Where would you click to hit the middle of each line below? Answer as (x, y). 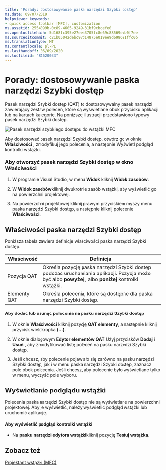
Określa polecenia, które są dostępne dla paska (98, 294)
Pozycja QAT (22, 276)
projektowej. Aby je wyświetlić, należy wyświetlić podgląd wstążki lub (76, 407)
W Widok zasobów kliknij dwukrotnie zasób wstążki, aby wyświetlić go (84, 189)
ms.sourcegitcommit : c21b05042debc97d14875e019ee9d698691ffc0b (72, 38)
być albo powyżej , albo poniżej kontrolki (90, 279)
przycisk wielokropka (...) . (39, 329)
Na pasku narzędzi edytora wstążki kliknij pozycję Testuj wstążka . (81, 435)
